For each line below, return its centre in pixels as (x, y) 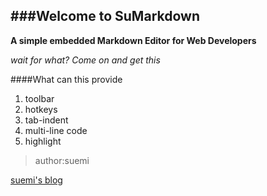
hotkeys (41, 109)
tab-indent (46, 120)
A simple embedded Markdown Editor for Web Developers (133, 40)
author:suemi (62, 160)
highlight (43, 141)
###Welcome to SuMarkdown (105, 16)
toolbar (39, 98)
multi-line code (56, 130)
